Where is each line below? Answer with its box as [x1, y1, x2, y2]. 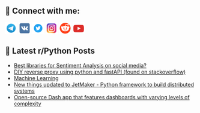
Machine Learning [13, 74, 59, 81]
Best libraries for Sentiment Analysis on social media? [13, 62, 147, 69]
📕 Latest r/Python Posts [5, 46, 95, 56]
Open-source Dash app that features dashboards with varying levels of [13, 93, 190, 100]
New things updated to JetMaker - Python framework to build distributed [13, 81, 194, 88]
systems [13, 87, 35, 94]
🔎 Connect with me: [5, 6, 80, 16]
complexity [13, 100, 42, 107]
